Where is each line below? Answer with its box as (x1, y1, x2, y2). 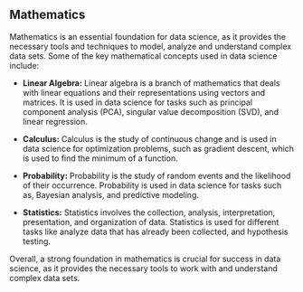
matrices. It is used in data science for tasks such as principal (22, 97, 253, 108)
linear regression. (22, 116, 89, 127)
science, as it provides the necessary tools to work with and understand (9, 262, 278, 274)
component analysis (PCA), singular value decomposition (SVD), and (22, 106, 279, 117)
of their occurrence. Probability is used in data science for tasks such (22, 180, 282, 191)
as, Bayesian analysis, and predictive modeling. (22, 189, 200, 200)
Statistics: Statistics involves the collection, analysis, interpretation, (22, 207, 276, 218)
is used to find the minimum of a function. (22, 153, 178, 164)
